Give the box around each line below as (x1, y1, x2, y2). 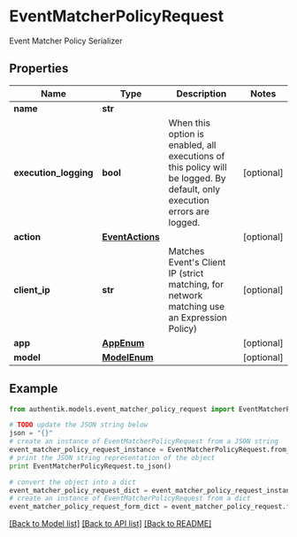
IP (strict (168, 267, 204, 280)
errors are (168, 205, 210, 218)
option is (168, 127, 205, 140)
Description (176, 87, 227, 99)
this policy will (168, 161, 227, 173)
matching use (168, 300, 225, 312)
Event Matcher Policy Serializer (9, 35, 123, 46)
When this (168, 117, 210, 129)
